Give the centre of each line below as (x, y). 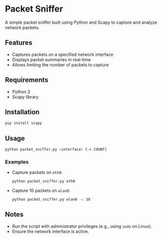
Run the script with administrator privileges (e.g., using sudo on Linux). (82, 226)
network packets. (22, 27)
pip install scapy (23, 123)
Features (19, 43)
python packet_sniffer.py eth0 (44, 181)
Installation (22, 112)
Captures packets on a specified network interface (63, 54)
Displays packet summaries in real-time (51, 60)
